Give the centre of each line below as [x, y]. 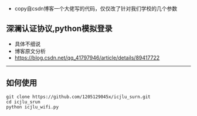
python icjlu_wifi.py [33, 107]
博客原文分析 [30, 51]
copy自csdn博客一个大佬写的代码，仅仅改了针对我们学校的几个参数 [96, 8]
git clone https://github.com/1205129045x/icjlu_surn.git [78, 97]
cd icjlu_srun [23, 102]
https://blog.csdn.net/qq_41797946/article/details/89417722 [87, 58]
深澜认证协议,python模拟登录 [59, 29]
